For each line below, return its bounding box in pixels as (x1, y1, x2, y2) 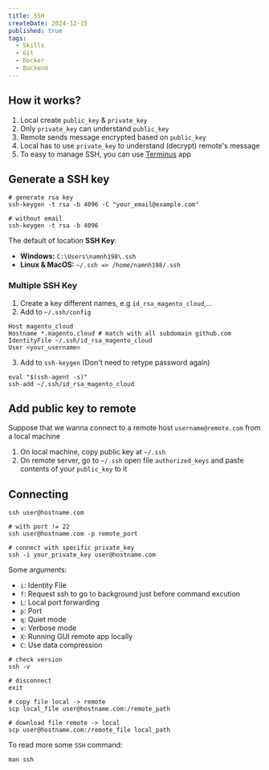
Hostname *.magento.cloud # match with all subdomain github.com (8, 329, 231, 337)
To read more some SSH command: (8, 740, 123, 750)
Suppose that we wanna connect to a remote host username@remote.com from (8, 423, 261, 433)
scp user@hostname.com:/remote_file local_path (8, 726, 171, 735)
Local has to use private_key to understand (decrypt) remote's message (19, 141, 260, 150)
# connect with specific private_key (8, 544, 135, 552)
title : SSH (8, 11, 45, 20)
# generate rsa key (8, 194, 74, 202)
